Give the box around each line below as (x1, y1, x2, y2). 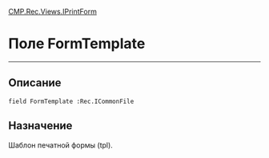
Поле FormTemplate (8, 35, 146, 53)
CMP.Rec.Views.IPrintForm (8, 7, 98, 16)
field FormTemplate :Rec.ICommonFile (8, 97, 134, 105)
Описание (8, 76, 62, 90)
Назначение (8, 119, 73, 132)
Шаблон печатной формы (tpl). (8, 140, 114, 150)
